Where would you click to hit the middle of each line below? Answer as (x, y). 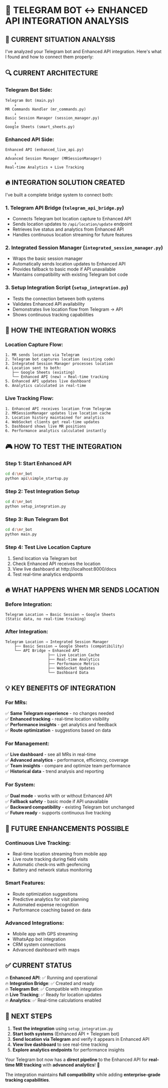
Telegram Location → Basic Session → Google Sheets (60, 615)
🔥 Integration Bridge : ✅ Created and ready (50, 983)
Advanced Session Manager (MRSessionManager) (53, 158)
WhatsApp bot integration (39, 939)
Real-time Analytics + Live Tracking (45, 167)
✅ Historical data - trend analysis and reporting (55, 771)
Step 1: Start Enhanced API (38, 463)
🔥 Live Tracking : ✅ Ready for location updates (53, 994)
